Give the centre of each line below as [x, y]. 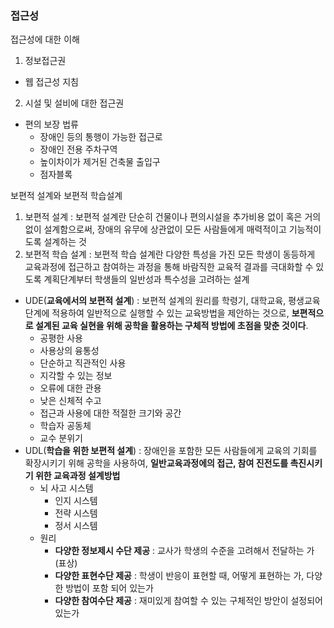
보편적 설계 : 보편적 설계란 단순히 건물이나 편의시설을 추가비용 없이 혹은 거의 [173, 217]
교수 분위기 [61, 438]
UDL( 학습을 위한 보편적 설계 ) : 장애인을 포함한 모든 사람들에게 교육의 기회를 [171, 451]
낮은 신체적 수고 [70, 401]
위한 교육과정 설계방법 [77, 476]
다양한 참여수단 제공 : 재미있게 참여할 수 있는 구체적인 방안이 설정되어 [188, 601]
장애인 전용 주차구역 [78, 149]
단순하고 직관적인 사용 [83, 363]
